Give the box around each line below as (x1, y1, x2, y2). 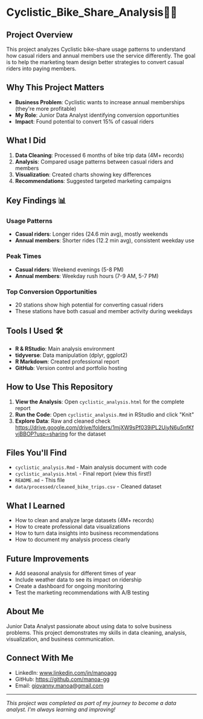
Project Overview (6, 30, 73, 40)
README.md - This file (14, 477, 65, 484)
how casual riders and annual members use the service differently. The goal (6, 52, 196, 59)
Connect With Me (6, 653, 74, 663)
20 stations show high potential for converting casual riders (14, 301, 164, 308)
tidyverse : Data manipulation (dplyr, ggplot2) (14, 351, 128, 359)
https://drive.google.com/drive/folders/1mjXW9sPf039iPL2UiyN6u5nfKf (14, 423, 195, 431)
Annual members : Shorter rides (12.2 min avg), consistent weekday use (14, 237, 195, 244)
